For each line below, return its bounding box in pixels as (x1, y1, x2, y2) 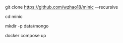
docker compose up (5, 33, 46, 38)
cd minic (5, 14, 23, 19)
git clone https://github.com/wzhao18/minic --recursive (5, 4, 118, 10)
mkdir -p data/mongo (5, 23, 49, 29)
